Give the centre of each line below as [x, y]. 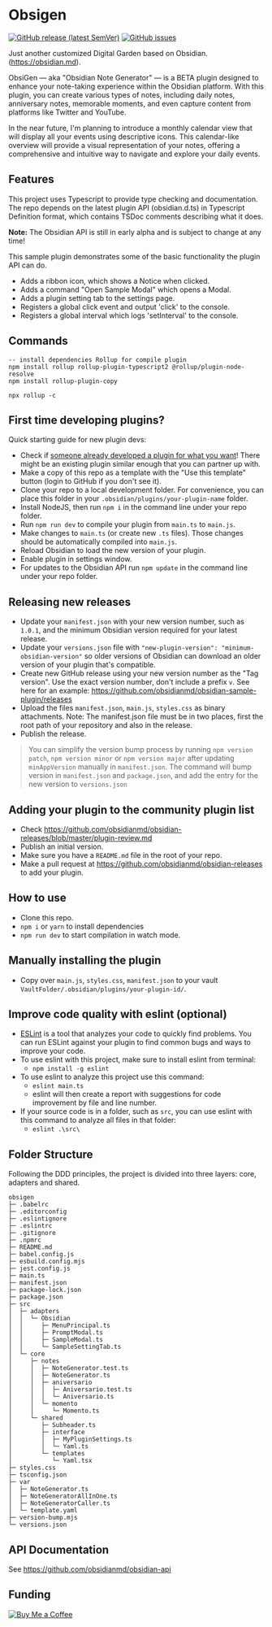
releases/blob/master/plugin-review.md [86, 838]
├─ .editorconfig [38, 1212]
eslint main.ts [58, 1086]
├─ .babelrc [28, 1205]
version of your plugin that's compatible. [88, 665]
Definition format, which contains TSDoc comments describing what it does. [136, 216]
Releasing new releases [70, 602]
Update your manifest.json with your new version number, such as [132, 622]
